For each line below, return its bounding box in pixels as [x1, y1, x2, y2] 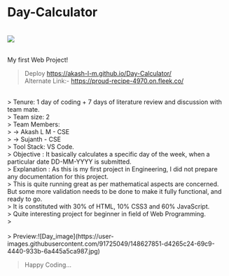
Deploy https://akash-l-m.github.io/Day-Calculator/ [24, 69, 172, 77]
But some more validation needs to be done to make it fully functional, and [7, 187, 222, 195]
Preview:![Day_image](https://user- [13, 232, 114, 240]
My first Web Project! [7, 55, 69, 64]
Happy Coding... [24, 261, 72, 269]
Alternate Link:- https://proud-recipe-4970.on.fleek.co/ [24, 77, 184, 85]
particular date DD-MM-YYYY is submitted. [7, 157, 132, 166]
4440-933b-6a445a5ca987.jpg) [7, 247, 100, 255]
